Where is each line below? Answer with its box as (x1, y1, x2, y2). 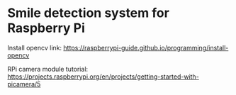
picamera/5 (7, 79, 41, 88)
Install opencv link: (7, 43, 62, 52)
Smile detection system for (7, 5, 170, 21)
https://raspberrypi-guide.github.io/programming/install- (63, 43, 229, 52)
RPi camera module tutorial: (7, 65, 89, 73)
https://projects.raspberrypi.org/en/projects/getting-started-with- (7, 72, 200, 81)
